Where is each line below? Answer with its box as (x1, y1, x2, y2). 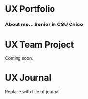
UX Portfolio (5, 3, 55, 15)
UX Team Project (5, 39, 74, 50)
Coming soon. (5, 55, 33, 61)
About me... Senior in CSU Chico (5, 21, 84, 28)
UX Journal (5, 73, 52, 84)
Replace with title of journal (5, 88, 60, 94)
